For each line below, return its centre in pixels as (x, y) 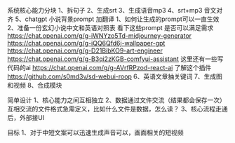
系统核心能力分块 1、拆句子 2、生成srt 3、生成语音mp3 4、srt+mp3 (105, 10)
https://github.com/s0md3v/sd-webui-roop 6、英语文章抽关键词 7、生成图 (115, 76)
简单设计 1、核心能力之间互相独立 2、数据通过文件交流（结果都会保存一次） (117, 100)
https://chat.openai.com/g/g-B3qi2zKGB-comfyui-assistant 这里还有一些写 (115, 59)
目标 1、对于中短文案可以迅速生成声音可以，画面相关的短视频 (95, 132)
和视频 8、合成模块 (35, 85)
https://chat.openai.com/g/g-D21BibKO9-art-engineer (85, 50)
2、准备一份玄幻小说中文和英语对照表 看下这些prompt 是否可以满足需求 (110, 28)
